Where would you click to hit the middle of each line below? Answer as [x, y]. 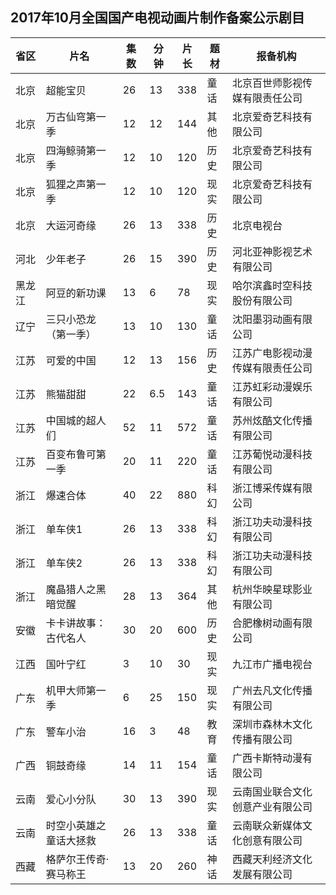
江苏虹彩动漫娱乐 [272, 386]
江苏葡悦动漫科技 [272, 454]
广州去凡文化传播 [272, 690]
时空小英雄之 [76, 825]
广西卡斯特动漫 [267, 758]
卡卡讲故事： [76, 623]
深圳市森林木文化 [272, 724]
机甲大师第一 [76, 690]
